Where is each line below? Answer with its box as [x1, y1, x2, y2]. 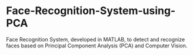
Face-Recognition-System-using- [6, 4, 176, 18]
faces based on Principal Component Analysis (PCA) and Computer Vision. [6, 42, 188, 49]
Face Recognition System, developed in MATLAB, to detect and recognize [6, 36, 185, 43]
